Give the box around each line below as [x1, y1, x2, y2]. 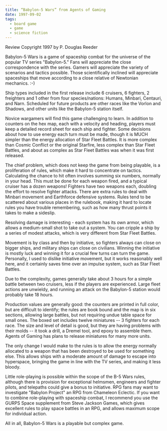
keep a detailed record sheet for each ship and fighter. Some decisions [5, 126, 151, 132]
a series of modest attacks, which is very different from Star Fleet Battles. [5, 230, 157, 236]
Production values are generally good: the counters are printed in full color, [5, 301, 160, 307]
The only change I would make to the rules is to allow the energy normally [5, 343, 157, 349]
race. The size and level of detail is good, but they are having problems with [5, 322, 161, 328]
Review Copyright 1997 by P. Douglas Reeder [5, 44, 98, 50]
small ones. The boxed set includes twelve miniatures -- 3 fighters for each [5, 317, 160, 323]
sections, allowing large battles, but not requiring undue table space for [5, 312, 152, 318]
